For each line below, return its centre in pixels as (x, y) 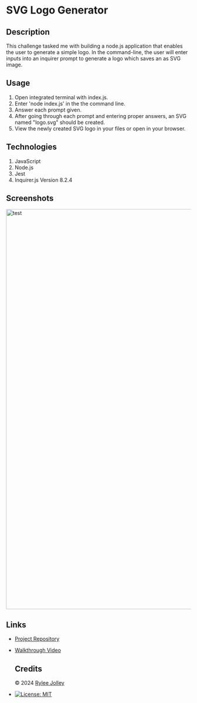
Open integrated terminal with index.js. (61, 97)
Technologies (32, 147)
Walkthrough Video (38, 650)
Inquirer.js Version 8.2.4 (43, 180)
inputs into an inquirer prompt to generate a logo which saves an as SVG (93, 58)
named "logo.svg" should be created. (60, 122)
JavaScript (28, 161)
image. (14, 65)
